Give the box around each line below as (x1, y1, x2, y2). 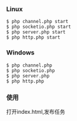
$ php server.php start (6, 29, 66, 35)
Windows (6, 48, 35, 57)
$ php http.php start (6, 34, 61, 41)
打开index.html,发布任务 (6, 108, 66, 115)
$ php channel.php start (6, 19, 69, 25)
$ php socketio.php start (6, 24, 71, 30)
